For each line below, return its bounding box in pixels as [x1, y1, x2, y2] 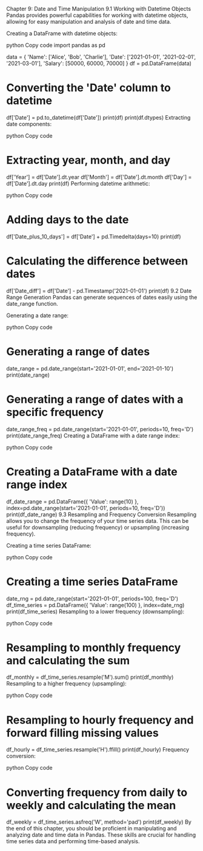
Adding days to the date [6, 213, 129, 227]
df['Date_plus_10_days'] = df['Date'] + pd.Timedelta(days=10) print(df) [6, 233, 181, 240]
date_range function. [6, 300, 59, 307]
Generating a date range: [6, 312, 68, 319]
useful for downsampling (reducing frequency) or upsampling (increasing [6, 523, 190, 531]
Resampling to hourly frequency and [6, 713, 194, 727]
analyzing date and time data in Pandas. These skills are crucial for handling [6, 831, 196, 839]
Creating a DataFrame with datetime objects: [6, 30, 118, 37]
